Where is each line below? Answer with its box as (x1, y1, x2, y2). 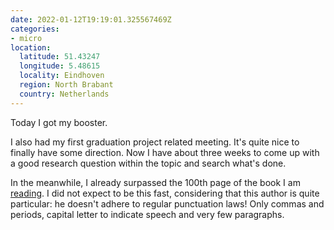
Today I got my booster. (10, 116, 108, 128)
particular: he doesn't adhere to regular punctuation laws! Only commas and (10, 197, 325, 210)
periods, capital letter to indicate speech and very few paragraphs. (10, 208, 285, 220)
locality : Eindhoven (19, 71, 105, 81)
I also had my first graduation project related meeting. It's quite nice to (10, 136, 300, 148)
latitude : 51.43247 (19, 52, 101, 62)
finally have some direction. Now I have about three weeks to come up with (10, 146, 320, 158)
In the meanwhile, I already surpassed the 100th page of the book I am (10, 176, 301, 188)
